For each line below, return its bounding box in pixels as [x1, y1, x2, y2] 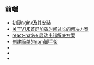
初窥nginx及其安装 [12, 19, 51, 26]
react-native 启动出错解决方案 [12, 32, 75, 38]
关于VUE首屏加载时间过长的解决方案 [12, 26, 89, 32]
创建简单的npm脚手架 [12, 38, 58, 45]
